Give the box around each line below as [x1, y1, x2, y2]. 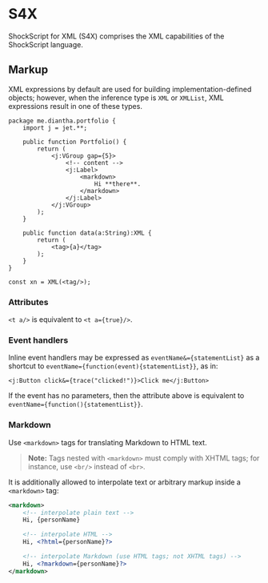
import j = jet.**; [22, 123, 88, 132]
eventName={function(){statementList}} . [8, 400, 143, 409]
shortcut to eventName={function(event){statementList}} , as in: [8, 361, 218, 371]
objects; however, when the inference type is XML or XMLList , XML [8, 93, 224, 103]
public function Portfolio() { [22, 138, 127, 146]
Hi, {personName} [22, 516, 81, 525]
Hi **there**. [94, 179, 142, 188]
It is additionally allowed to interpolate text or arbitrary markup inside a [8, 477, 242, 487]
